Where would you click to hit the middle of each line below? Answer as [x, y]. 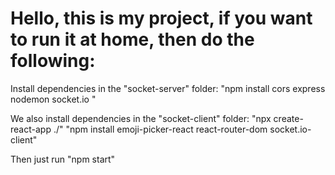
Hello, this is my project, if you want [161, 18]
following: [53, 61]
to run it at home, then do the [132, 39]
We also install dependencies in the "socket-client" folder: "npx [141, 118]
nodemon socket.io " [53, 99]
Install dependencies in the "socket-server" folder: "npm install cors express [168, 88]
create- [288, 118]
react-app [31, 129]
